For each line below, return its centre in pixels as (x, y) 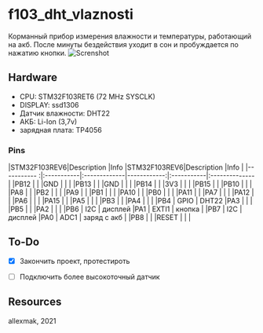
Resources (35, 302)
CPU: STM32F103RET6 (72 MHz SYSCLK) (87, 97)
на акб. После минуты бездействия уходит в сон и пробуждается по (124, 44)
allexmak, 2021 (32, 320)
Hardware (33, 77)
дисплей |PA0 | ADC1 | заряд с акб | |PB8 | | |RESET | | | (100, 218)
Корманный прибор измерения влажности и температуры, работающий (130, 36)
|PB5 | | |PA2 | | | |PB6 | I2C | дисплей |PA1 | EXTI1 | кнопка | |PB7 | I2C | (125, 209)
